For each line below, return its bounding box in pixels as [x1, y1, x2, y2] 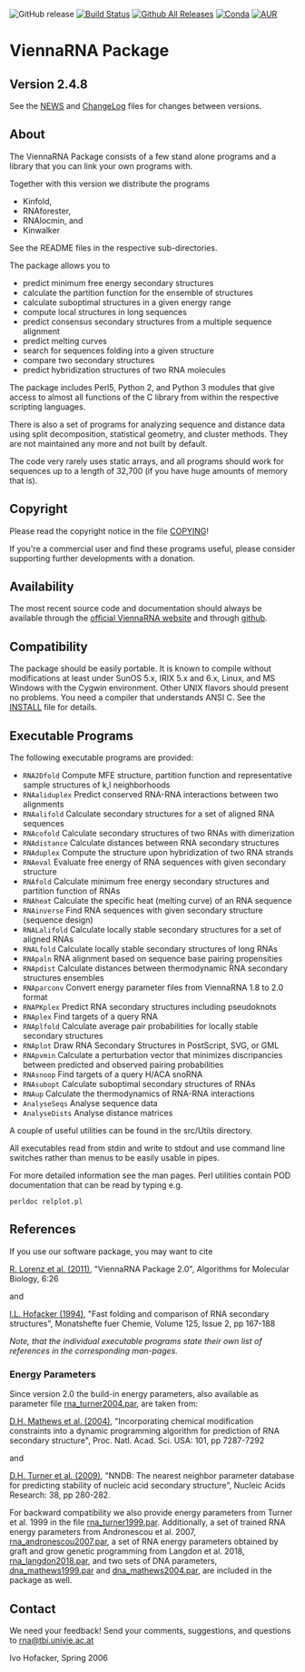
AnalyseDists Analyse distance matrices [22, 1108, 173, 1119]
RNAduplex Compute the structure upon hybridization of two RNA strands [22, 847, 294, 858]
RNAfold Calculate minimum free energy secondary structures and [22, 876, 270, 887]
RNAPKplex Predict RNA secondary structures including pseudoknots [22, 1002, 277, 1013]
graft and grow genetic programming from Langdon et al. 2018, [9, 1546, 245, 1557]
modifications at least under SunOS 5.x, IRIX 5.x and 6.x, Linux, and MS [9, 673, 276, 684]
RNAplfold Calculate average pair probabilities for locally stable [22, 1021, 259, 1032]
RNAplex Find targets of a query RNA [22, 1011, 159, 1022]
